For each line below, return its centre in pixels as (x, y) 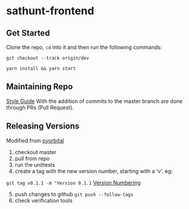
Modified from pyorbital (35, 141)
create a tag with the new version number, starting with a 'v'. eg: (94, 171)
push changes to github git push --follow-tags (74, 194)
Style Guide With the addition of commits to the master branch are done (94, 101)
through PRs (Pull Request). (40, 107)
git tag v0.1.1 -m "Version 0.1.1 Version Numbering (74, 182)
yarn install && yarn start (41, 68)
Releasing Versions (43, 126)
